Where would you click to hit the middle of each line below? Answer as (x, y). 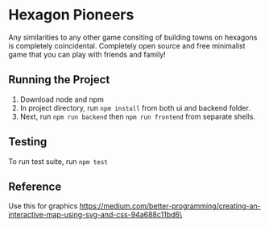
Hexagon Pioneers (71, 15)
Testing (28, 142)
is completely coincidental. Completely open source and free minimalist (127, 45)
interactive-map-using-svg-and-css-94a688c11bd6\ (95, 215)
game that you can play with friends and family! (87, 54)
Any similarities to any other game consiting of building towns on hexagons (133, 37)
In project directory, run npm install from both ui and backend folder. (135, 107)
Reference (35, 186)
